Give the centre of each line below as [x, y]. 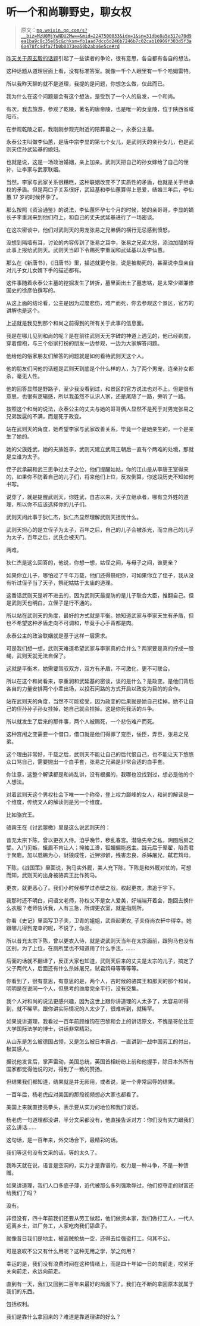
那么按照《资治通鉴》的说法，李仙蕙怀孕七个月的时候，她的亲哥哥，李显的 [97, 209]
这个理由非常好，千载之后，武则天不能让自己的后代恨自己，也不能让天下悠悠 [100, 754]
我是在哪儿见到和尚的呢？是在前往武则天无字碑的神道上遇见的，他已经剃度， [100, 335]
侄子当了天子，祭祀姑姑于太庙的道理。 [69, 582]
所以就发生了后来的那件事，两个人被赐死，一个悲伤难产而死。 [82, 721]
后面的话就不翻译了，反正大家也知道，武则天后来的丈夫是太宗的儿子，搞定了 [100, 961]
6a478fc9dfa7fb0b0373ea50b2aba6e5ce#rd [70, 46]
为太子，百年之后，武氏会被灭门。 [48, 537]
